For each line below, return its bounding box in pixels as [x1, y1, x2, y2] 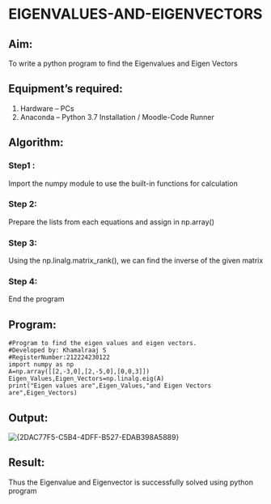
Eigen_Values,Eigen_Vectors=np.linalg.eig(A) [8, 374, 164, 383]
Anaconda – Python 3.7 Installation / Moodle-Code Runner [19, 112, 214, 122]
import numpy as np [8, 361, 74, 369]
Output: [8, 411, 49, 425]
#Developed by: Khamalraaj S [8, 346, 107, 355]
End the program [8, 294, 65, 304]
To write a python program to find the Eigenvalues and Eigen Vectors [8, 58, 239, 68]
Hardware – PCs [19, 103, 74, 113]
